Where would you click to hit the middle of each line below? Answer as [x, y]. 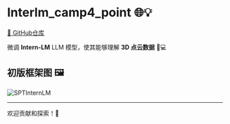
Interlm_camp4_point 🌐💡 [80, 13]
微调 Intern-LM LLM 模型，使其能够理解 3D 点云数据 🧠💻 [87, 47]
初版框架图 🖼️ [36, 73]
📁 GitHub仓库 [26, 33]
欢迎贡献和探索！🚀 [33, 113]
